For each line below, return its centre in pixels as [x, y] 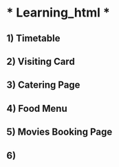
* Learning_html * [58, 13]
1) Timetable [33, 38]
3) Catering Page [43, 85]
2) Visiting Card [41, 61]
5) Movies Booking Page [60, 132]
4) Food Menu [37, 108]
